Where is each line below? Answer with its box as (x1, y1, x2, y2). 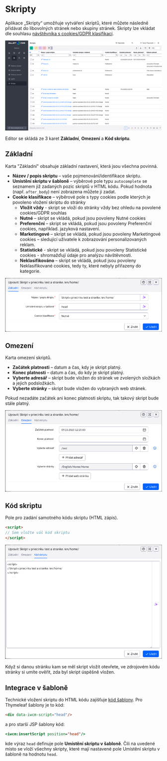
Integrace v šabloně (5, 683, 68, 692)
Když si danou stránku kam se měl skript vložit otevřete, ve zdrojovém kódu (5, 664, 160, 670)
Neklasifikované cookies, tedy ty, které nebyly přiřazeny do (19, 262, 142, 268)
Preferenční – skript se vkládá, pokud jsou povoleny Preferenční (19, 220, 152, 226)
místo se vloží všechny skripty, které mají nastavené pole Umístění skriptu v (5, 746, 160, 752)
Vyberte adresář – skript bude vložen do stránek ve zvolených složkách (12, 375, 161, 380)
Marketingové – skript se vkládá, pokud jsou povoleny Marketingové (19, 231, 161, 237)
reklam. (19, 242, 36, 248)
